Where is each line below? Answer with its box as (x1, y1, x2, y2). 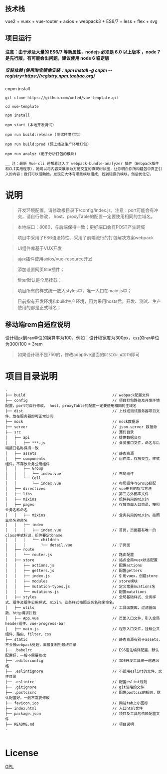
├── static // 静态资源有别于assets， (5, 637, 163, 642)
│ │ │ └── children (5, 538, 59, 543)
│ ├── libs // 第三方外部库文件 (5, 492, 149, 497)
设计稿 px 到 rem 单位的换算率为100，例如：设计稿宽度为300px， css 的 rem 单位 (5, 335, 160, 341)
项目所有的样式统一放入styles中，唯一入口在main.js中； (17, 287, 132, 293)
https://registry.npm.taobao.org (24, 73, 94, 79)
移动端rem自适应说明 (5, 321, 70, 329)
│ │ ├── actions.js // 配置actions (5, 563, 142, 568)
